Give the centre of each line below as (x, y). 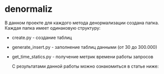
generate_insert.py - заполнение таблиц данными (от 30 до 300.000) (84, 47)
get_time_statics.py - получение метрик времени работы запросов (82, 56)
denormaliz (29, 9)
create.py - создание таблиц (42, 37)
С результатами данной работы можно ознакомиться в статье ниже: (85, 66)
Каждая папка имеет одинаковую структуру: (53, 28)
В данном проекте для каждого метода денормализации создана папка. (82, 23)
